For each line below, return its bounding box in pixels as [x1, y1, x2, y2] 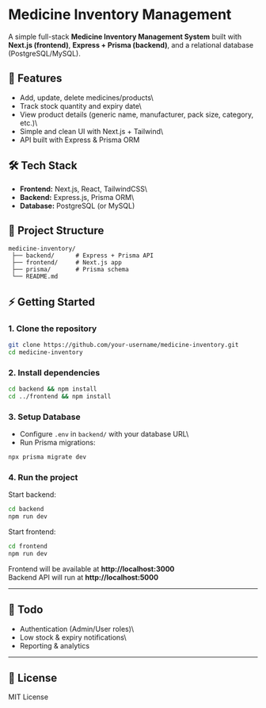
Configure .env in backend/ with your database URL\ [19, 429, 189, 439]
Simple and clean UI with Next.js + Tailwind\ [19, 126, 164, 136]
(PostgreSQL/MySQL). [8, 48, 81, 58]
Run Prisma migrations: [19, 438, 96, 448]
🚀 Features [8, 71, 63, 85]
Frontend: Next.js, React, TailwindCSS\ [19, 184, 148, 194]
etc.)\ [19, 117, 38, 128]
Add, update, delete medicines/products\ [19, 93, 154, 102]
